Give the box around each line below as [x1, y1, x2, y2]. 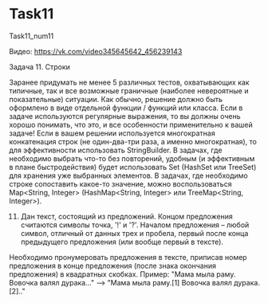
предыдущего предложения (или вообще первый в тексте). [20, 237, 224, 246]
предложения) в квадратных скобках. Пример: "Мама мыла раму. [9, 269, 236, 279]
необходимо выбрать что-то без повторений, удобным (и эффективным [9, 153, 255, 163]
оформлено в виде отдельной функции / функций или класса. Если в [9, 103, 243, 112]
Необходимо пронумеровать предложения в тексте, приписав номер [9, 252, 247, 262]
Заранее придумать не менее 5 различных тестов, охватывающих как [9, 77, 250, 87]
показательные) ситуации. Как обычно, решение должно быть [9, 94, 223, 104]
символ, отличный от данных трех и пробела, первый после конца [20, 228, 249, 238]
